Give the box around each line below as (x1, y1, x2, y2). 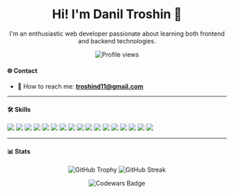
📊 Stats (7, 147, 31, 156)
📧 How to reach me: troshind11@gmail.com (17, 82, 144, 91)
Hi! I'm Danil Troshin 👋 (52, 6, 182, 22)
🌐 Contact (7, 66, 38, 75)
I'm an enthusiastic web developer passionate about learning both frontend (9, 29, 225, 38)
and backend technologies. (77, 36, 157, 45)
